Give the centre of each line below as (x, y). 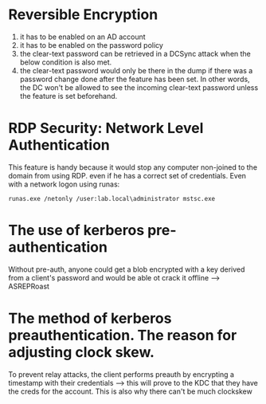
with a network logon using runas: (64, 184)
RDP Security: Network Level (106, 128)
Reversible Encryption (83, 15)
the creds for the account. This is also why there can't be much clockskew (130, 391)
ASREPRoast (29, 286)
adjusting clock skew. (82, 352)
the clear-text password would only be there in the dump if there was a (136, 70)
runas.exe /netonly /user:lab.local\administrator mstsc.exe (112, 198)
